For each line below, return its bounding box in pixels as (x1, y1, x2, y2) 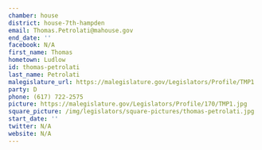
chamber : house (8, 11, 59, 20)
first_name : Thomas (8, 48, 73, 56)
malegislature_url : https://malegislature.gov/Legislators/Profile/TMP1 (8, 78, 255, 86)
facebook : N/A (8, 41, 56, 49)
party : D (8, 85, 37, 94)
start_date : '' (8, 115, 59, 123)
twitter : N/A (8, 122, 52, 130)
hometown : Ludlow (8, 56, 66, 64)
